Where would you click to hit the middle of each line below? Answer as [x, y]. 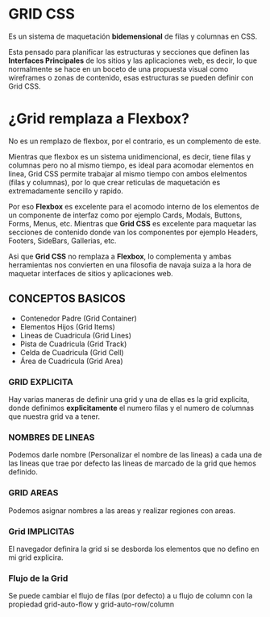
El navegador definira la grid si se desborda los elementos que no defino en [134, 549]
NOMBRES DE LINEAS [52, 437]
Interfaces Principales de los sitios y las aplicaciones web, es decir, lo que [133, 60]
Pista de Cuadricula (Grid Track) [73, 344]
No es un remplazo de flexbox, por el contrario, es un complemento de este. [135, 141]
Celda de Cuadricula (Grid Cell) [72, 352]
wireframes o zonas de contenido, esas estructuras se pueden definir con [131, 77]
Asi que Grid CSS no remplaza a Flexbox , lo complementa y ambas [120, 256]
